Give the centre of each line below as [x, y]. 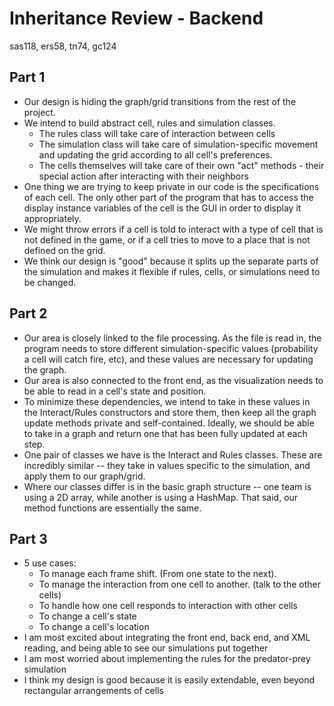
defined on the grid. [64, 250]
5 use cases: [50, 563]
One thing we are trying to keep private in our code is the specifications [171, 186]
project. [39, 112]
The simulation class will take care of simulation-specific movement [178, 144]
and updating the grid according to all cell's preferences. [155, 154]
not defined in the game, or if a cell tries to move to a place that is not [167, 239]
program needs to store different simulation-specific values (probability [171, 348]
